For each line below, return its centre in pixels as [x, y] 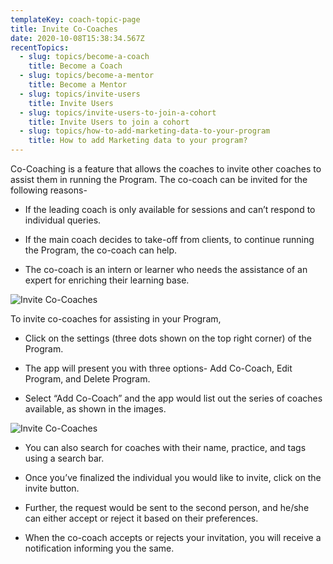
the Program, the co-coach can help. [101, 250]
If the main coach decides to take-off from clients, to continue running [169, 239]
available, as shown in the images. [95, 409]
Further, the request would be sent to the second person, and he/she [167, 507]
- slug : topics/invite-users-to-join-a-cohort [118, 112]
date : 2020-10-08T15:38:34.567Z [77, 38]
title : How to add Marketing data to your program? [138, 141]
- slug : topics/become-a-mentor [87, 76]
